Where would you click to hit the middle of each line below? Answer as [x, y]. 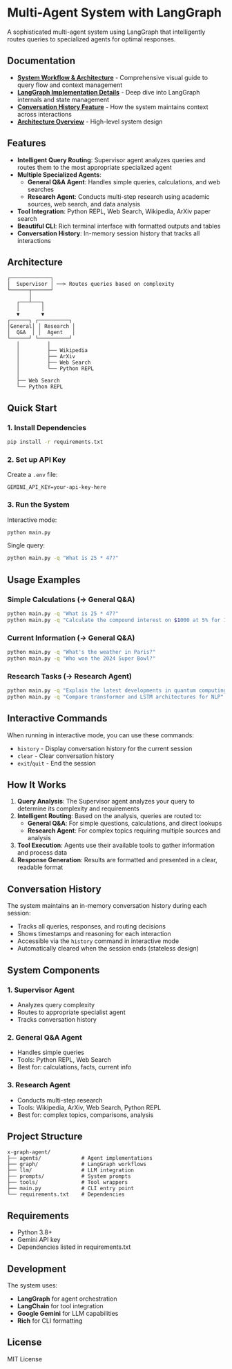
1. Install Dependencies [47, 427]
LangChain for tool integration [60, 1305]
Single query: [26, 545]
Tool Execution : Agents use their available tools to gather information [116, 845]
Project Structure [45, 1136]
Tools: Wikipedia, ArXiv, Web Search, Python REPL [89, 1107]
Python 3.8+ [35, 1232]
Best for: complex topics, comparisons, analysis [85, 1115]
